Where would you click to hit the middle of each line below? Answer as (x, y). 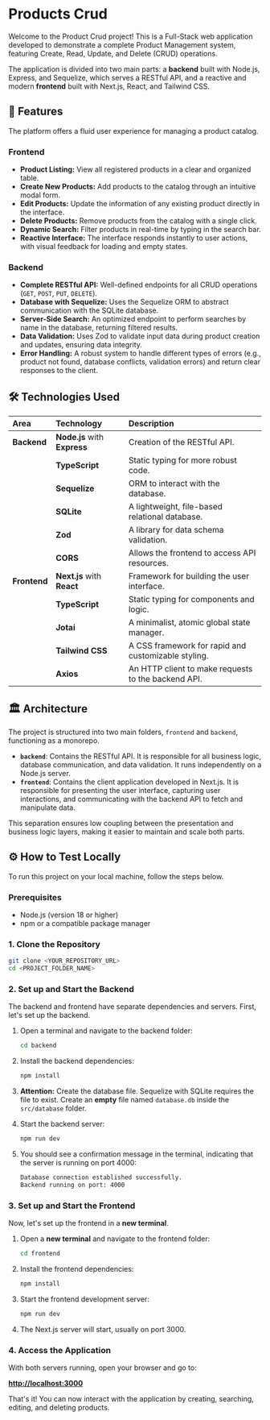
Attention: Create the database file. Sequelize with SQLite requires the (137, 1091)
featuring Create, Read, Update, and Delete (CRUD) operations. (113, 53)
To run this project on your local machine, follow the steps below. (116, 876)
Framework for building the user (189, 576)
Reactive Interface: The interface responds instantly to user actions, (134, 238)
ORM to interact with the (174, 484)
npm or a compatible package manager (85, 924)
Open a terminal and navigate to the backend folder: (106, 1031)
